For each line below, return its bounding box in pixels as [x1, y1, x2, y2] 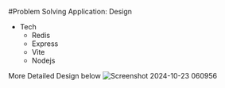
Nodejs [31, 55, 56, 65]
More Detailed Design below [8, 71, 101, 80]
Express [31, 39, 59, 48]
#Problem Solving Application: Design [8, 7, 133, 16]
